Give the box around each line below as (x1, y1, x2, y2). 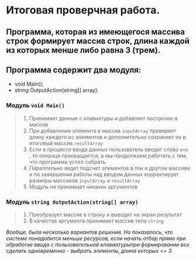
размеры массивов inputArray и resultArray (29, 177, 140, 184)
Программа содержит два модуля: (6, 65, 142, 75)
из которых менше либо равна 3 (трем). (6, 45, 161, 55)
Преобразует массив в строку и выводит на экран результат (29, 211, 183, 218)
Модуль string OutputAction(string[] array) (6, 197, 139, 206)
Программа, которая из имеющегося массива (6, 27, 185, 37)
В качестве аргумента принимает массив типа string (29, 217, 164, 224)
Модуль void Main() (6, 101, 66, 110)
